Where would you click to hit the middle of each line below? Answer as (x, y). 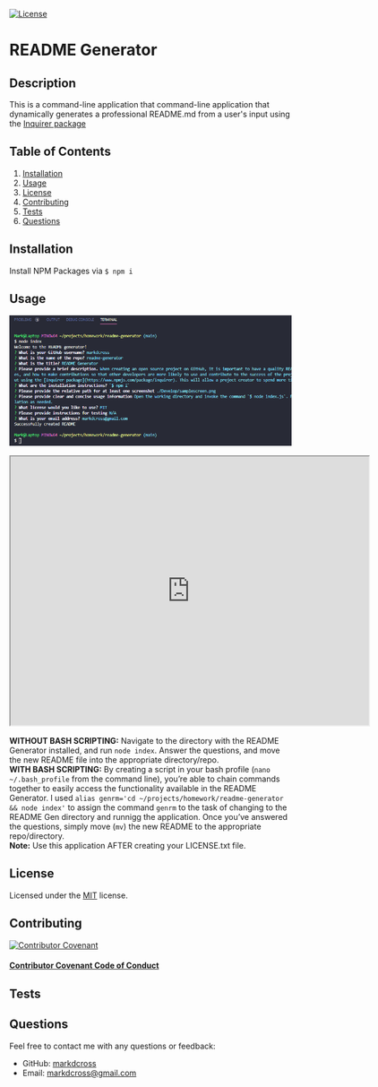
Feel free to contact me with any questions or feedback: (112, 1046)
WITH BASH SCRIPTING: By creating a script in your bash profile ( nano (140, 770)
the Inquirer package (48, 124)
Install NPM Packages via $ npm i (71, 271)
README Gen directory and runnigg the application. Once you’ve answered (149, 817)
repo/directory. (37, 836)
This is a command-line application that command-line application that (140, 104)
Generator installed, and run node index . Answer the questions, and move (145, 751)
